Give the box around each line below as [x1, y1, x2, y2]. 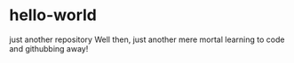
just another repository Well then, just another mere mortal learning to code [9, 34, 285, 45]
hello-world [9, 5, 98, 25]
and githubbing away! [9, 43, 89, 53]
